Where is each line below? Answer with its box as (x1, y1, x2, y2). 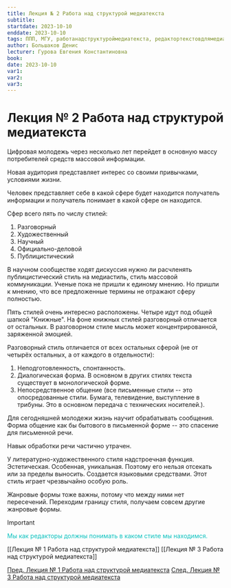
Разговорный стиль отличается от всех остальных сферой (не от (7, 344, 198, 352)
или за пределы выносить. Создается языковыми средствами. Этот (7, 470, 208, 479)
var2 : (7, 74, 23, 81)
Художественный (16, 230, 69, 238)
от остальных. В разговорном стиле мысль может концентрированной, (7, 323, 218, 331)
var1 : (7, 67, 23, 74)
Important (7, 518, 35, 527)
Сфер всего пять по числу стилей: (7, 209, 108, 218)
